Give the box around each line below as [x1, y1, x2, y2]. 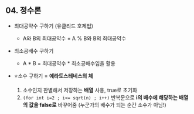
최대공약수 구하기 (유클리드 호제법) [13, 22, 94, 29]
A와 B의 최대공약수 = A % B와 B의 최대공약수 [22, 35, 127, 42]
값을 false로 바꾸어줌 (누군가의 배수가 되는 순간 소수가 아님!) [28, 101, 166, 108]
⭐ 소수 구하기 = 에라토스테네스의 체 [13, 72, 93, 79]
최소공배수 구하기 [13, 47, 54, 54]
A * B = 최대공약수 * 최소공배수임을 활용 [22, 59, 115, 66]
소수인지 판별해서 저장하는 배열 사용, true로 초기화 [22, 86, 138, 93]
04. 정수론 [5, 5, 42, 16]
